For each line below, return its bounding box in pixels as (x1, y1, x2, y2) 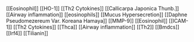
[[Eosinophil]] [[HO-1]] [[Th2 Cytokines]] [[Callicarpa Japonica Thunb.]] (6, 5, 179, 12)
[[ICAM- (169, 17, 189, 24)
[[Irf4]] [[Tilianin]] (6, 30, 49, 37)
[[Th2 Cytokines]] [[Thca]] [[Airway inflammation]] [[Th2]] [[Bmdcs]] (13, 23, 180, 30)
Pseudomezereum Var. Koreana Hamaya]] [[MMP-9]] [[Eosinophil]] (6, 17, 168, 24)
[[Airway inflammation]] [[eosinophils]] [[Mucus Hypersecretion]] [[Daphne (6, 11, 188, 18)
